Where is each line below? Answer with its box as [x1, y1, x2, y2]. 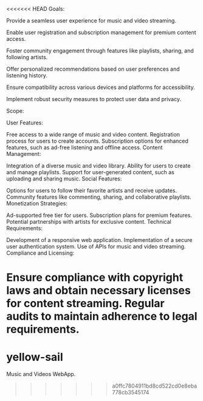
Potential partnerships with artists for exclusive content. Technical [6, 218, 171, 225]
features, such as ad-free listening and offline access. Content [6, 144, 163, 151]
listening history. [6, 72, 47, 79]
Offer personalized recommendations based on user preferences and [6, 65, 180, 73]
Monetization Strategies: [6, 200, 68, 207]
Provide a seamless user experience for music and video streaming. [6, 17, 176, 24]
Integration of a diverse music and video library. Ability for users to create [6, 162, 191, 169]
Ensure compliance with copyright [6, 271, 184, 285]
